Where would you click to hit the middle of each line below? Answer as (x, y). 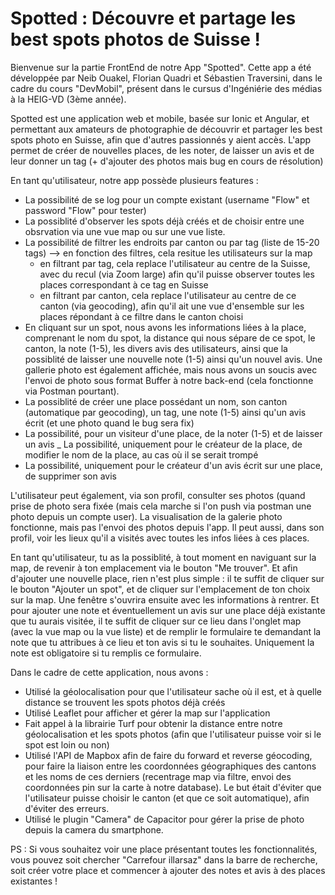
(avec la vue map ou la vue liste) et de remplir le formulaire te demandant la (166, 631)
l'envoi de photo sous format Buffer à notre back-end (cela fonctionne (169, 380)
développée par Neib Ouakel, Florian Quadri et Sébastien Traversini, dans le (166, 78)
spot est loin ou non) (67, 744)
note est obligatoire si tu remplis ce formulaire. (106, 653)
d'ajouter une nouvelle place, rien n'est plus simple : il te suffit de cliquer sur (167, 578)
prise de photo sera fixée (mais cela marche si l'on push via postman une (161, 506)
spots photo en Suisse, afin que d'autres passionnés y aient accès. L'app (161, 139)
